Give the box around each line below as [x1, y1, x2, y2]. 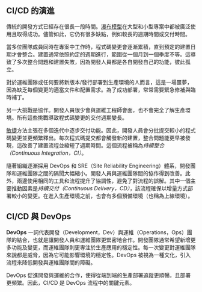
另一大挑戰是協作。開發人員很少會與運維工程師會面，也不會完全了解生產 [6, 106, 185, 113]
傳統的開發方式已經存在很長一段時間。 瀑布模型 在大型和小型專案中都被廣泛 [6, 23, 191, 30]
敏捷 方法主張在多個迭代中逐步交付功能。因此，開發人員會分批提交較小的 [6, 126, 185, 134]
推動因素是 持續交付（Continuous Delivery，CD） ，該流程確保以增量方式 [11, 184, 188, 191]
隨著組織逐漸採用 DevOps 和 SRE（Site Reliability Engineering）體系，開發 [6, 162, 191, 169]
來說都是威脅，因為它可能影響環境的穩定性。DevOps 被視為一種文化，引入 [6, 251, 191, 258]
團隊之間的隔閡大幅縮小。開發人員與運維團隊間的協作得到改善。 [26, 169, 185, 176]
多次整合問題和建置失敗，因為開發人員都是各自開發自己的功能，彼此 [16, 58, 185, 65]
